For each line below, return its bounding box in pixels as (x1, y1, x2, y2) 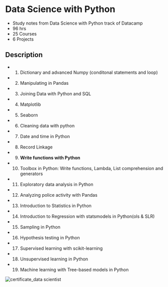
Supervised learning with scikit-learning (20, 245, 103, 251)
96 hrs (12, 25, 27, 31)
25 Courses (12, 31, 37, 37)
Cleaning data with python (20, 122, 75, 128)
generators (20, 171, 43, 177)
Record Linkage (20, 144, 53, 150)
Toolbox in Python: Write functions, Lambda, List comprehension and (20, 165, 163, 171)
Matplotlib (20, 101, 41, 107)
